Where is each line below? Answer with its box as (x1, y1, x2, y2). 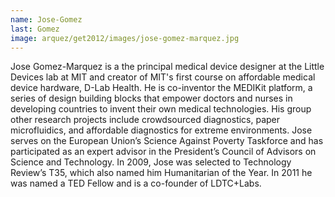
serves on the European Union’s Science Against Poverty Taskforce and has (10, 135, 324, 147)
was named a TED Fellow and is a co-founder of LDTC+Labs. (10, 177, 262, 190)
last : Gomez (10, 24, 60, 34)
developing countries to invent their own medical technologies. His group (10, 103, 312, 115)
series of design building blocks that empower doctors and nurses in (10, 92, 293, 105)
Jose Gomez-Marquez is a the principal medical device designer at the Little (10, 61, 325, 73)
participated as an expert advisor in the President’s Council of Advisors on (10, 146, 317, 158)
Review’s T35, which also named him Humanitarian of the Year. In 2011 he (10, 167, 313, 179)
